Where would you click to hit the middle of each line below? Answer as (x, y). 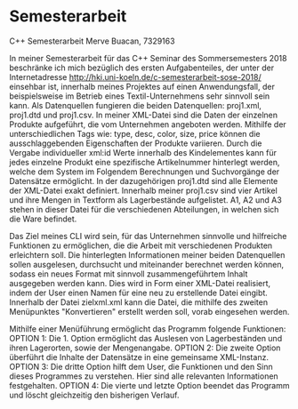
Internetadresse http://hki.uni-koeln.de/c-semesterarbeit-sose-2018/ (136, 76)
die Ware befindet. (43, 219)
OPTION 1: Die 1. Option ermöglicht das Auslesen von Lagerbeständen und (146, 338)
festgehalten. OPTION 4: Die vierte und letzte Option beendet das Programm (149, 385)
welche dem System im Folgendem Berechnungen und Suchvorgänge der (145, 172)
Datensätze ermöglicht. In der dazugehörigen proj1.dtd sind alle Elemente (144, 180)
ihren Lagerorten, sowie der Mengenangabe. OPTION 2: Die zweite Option (145, 348)
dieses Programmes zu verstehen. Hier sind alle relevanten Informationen (144, 376)
